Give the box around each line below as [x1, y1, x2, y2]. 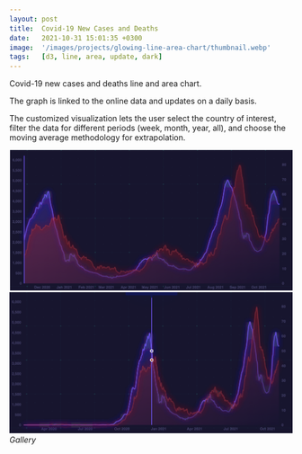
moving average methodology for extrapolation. [9, 132, 186, 143]
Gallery [9, 434, 37, 445]
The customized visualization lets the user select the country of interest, [9, 113, 277, 124]
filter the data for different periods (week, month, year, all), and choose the [9, 122, 286, 134]
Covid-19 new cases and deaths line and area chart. [9, 78, 202, 89]
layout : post [9, 14, 58, 23]
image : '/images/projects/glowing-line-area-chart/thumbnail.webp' [9, 43, 271, 52]
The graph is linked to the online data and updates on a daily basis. [9, 95, 258, 107]
